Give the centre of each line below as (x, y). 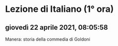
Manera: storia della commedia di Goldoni (48, 39)
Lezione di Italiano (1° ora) (59, 9)
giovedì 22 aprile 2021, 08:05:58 (57, 27)
